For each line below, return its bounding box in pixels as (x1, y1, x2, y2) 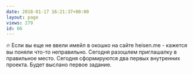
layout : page (6, 14, 39, 20)
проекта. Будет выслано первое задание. (6, 61, 112, 69)
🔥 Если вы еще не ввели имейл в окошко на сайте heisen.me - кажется (6, 42, 188, 49)
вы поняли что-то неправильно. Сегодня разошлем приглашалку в (6, 48, 177, 55)
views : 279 (6, 20, 33, 26)
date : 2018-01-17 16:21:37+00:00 (6, 8, 89, 15)
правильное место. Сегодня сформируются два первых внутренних (6, 55, 180, 62)
